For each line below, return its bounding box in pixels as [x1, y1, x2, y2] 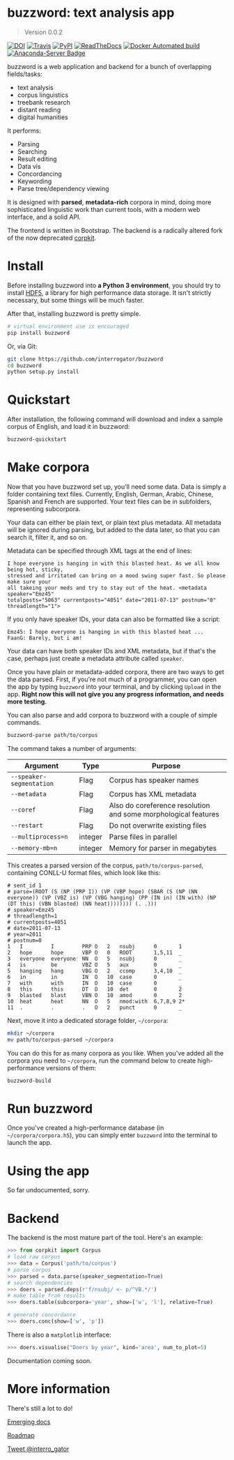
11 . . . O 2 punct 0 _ [7, 1004, 182, 1011]
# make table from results [7, 1292, 86, 1300]
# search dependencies [7, 1279, 73, 1286]
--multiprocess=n [10, 832, 68, 841]
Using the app [7, 1163, 90, 1179]
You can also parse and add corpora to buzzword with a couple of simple [7, 711, 218, 719]
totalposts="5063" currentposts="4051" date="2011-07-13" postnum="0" [7, 597, 217, 604]
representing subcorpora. [7, 505, 81, 513]
